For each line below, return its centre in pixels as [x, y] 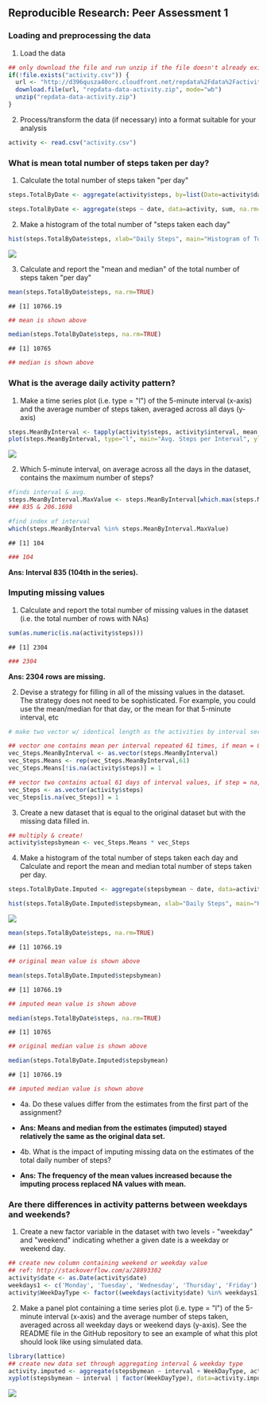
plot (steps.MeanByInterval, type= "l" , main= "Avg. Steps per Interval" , [129, 439]
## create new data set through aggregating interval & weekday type [126, 1364]
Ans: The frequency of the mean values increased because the [126, 1175]
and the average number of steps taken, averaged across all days [127, 409]
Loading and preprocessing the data [79, 36]
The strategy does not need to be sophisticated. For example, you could [137, 700]
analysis [33, 128]
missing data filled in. [54, 820]
